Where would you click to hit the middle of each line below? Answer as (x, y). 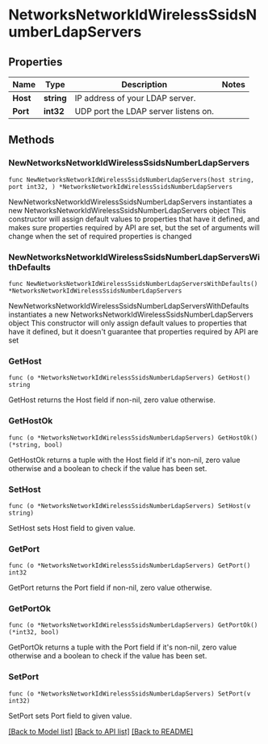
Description (144, 84)
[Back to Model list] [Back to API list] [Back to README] (101, 731)
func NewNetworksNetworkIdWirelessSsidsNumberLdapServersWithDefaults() (133, 284)
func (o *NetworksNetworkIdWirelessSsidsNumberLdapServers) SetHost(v (130, 506)
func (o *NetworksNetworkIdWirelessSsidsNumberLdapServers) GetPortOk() (133, 625)
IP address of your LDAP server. (135, 98)
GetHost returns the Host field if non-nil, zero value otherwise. (112, 400)
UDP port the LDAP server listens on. (144, 111)
